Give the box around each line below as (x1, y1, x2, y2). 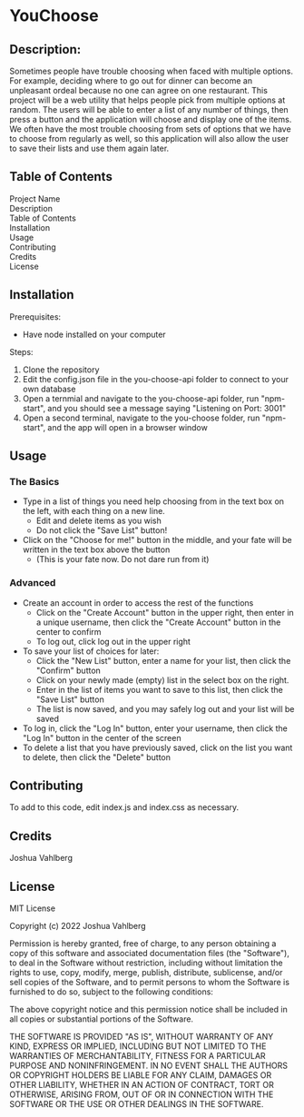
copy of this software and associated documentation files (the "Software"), (9, 948, 290, 959)
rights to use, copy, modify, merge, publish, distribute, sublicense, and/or (9, 967, 283, 978)
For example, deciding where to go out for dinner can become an (9, 75, 252, 86)
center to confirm (35, 626, 102, 637)
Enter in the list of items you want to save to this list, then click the (35, 684, 283, 695)
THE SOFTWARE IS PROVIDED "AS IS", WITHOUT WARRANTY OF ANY (9, 1032, 274, 1043)
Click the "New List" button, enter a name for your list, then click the (35, 655, 291, 666)
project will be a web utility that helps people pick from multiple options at (9, 94, 286, 105)
